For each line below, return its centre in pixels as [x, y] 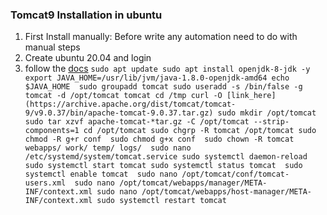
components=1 [52, 131]
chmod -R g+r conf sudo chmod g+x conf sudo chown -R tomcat [159, 139]
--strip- [271, 122]
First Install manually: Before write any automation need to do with [161, 37]
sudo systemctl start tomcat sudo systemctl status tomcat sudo [163, 166]
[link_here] [251, 96]
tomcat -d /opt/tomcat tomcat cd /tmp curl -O [123, 96]
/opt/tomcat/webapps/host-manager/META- [226, 192]
